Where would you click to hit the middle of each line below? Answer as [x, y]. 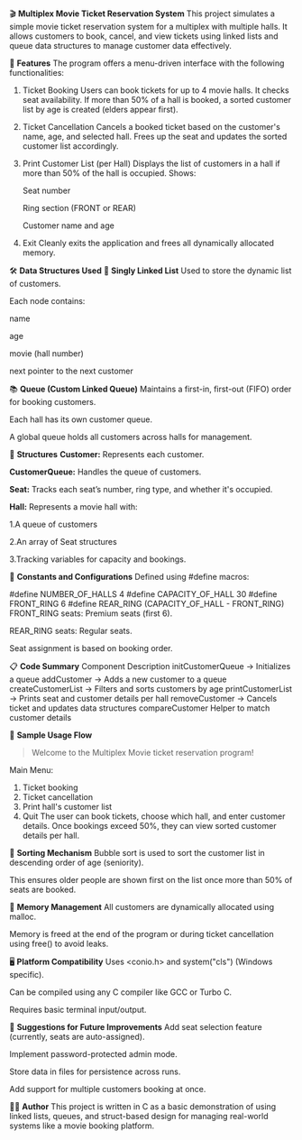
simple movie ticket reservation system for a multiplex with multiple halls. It [149, 27]
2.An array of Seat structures [63, 542]
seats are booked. [43, 889]
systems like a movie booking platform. [82, 1126]
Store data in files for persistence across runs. [95, 1071]
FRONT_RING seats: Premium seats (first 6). [91, 613]
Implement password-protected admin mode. [93, 1054]
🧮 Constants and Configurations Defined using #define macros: [129, 577]
